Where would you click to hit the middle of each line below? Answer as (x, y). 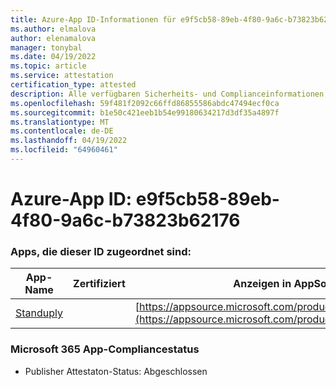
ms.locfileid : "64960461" (64, 150)
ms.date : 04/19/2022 (53, 57)
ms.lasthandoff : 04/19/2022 (69, 141)
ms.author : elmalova (53, 29)
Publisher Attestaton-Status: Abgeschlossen (116, 371)
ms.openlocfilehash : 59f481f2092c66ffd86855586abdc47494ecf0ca (145, 103)
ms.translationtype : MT (60, 122)
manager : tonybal (46, 47)
